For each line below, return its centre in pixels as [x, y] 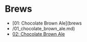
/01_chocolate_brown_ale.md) [43, 28]
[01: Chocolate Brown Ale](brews [47, 23]
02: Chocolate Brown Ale [38, 34]
